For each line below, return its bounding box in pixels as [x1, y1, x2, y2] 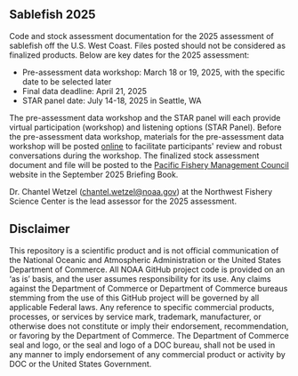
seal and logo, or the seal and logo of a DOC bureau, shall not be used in [9, 340, 276, 350]
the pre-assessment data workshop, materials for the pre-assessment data [9, 131, 285, 141]
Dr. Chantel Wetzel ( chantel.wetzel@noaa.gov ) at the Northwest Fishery [9, 186, 273, 196]
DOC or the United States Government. [9, 358, 152, 369]
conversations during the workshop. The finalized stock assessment [9, 150, 260, 161]
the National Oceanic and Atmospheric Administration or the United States [9, 254, 282, 265]
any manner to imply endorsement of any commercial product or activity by [9, 348, 286, 359]
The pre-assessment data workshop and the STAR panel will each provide [9, 112, 281, 123]
